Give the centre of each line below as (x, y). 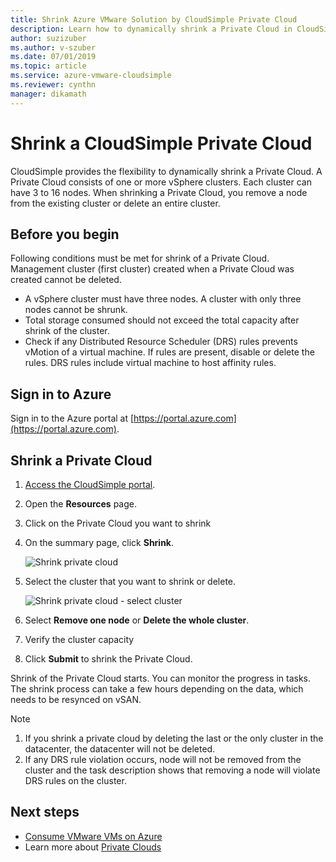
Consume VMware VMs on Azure (93, 836)
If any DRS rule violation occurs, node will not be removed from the (163, 759)
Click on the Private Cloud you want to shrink (118, 523)
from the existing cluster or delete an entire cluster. (115, 203)
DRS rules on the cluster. (75, 780)
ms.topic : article (48, 66)
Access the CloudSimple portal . (90, 484)
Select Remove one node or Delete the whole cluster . (137, 620)
